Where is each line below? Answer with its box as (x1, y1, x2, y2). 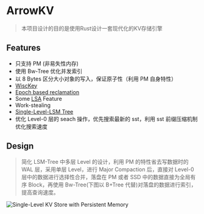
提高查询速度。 (21, 188, 59, 196)
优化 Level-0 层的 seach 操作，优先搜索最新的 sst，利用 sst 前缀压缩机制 (15, 115, 198, 122)
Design (6, 141, 34, 152)
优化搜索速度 (15, 123, 47, 130)
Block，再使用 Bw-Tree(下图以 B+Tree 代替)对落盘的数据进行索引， (28, 181, 197, 188)
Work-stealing (15, 101, 51, 109)
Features (6, 43, 41, 53)
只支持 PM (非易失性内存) (15, 59, 79, 67)
